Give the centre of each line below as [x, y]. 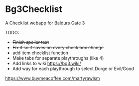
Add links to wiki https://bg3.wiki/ [47, 63]
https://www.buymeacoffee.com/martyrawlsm [53, 78]
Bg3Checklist [34, 9]
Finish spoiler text [31, 42]
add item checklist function [40, 53]
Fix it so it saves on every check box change [58, 47]
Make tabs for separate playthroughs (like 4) [58, 58]
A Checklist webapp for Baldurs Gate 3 [45, 23]
